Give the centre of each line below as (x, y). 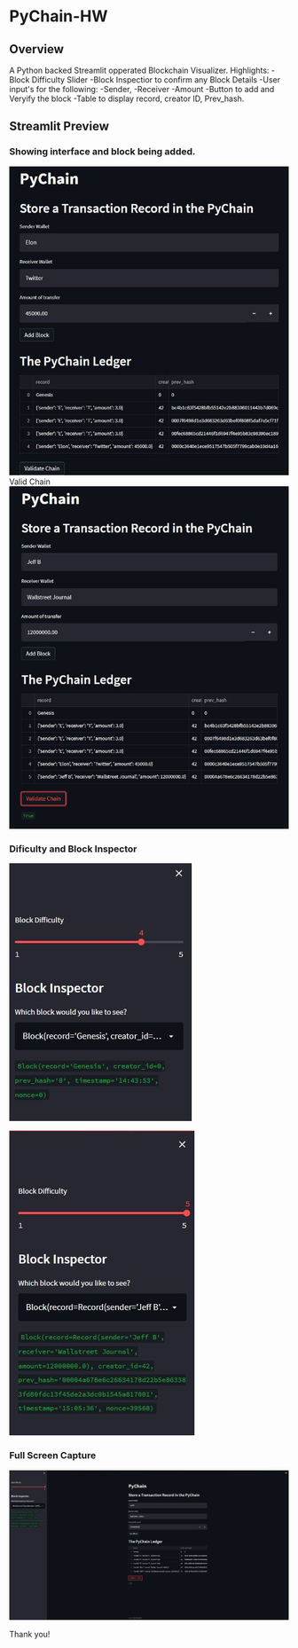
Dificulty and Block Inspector (73, 849)
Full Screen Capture (53, 1456)
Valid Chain (30, 482)
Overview (37, 49)
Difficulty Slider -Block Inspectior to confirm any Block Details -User (156, 80)
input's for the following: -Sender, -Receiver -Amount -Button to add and (142, 89)
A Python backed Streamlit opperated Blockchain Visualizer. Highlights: (139, 70)
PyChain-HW (59, 16)
